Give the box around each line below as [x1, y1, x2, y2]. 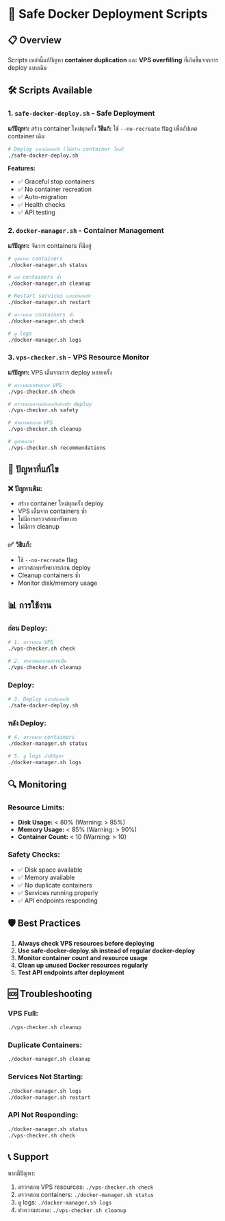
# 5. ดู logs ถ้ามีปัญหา [8, 753, 64, 759]
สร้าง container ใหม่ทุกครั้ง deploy [17, 499, 104, 507]
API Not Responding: [8, 1110, 79, 1120]
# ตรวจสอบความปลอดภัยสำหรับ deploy [8, 401, 92, 407]
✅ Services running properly [17, 888, 98, 896]
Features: [8, 164, 36, 173]
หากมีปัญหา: [8, 1169, 36, 1177]
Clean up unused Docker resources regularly [17, 961, 148, 969]
